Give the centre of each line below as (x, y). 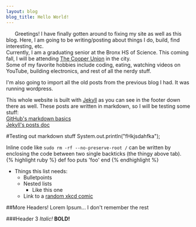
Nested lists (37, 183)
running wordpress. (30, 88)
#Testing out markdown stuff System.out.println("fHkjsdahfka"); (83, 136)
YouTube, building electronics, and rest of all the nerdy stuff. (79, 71)
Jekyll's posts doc (28, 125)
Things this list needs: (41, 171)
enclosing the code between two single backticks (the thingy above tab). (94, 153)
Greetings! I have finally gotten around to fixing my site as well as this (98, 33)
